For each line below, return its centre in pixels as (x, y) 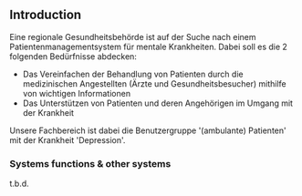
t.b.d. (19, 184)
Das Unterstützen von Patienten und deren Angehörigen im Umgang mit (158, 103)
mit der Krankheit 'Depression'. (68, 139)
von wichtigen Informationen (76, 93)
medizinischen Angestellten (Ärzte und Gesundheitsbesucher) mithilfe (155, 83)
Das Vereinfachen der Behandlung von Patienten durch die (133, 74)
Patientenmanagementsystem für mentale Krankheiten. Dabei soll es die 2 (148, 46)
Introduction (46, 15)
